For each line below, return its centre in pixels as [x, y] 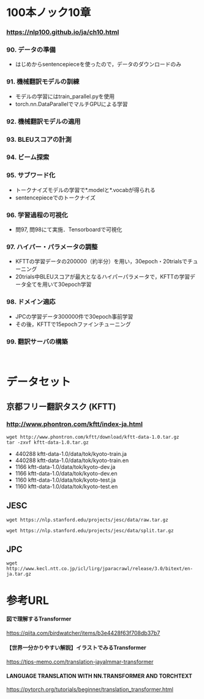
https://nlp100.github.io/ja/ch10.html [63, 33]
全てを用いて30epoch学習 [59, 284]
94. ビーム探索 [28, 157]
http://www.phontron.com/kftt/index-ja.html [74, 424]
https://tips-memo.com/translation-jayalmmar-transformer [80, 662]
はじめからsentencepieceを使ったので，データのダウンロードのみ [98, 64]
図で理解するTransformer [39, 619]
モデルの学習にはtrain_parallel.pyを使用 [65, 96]
